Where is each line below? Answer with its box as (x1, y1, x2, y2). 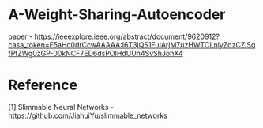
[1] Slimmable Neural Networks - (8, 102, 115, 111)
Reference (8, 77, 77, 94)
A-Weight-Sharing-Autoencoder (8, 6, 226, 24)
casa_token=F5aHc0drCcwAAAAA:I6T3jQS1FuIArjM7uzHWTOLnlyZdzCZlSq (8, 40, 256, 49)
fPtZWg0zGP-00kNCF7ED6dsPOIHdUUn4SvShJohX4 (8, 48, 183, 58)
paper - (8, 32, 33, 41)
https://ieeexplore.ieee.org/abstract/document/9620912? (34, 32, 220, 41)
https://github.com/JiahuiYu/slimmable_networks (8, 111, 167, 120)
